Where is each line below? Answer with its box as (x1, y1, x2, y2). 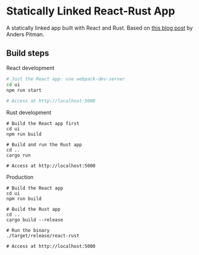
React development (6, 64, 55, 71)
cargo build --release (6, 217, 63, 223)
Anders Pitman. (6, 30, 45, 37)
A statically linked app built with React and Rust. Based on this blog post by (6, 24, 193, 31)
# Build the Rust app (6, 207, 61, 213)
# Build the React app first (6, 121, 80, 127)
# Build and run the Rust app (6, 142, 83, 148)
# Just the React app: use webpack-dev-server (6, 76, 125, 82)
